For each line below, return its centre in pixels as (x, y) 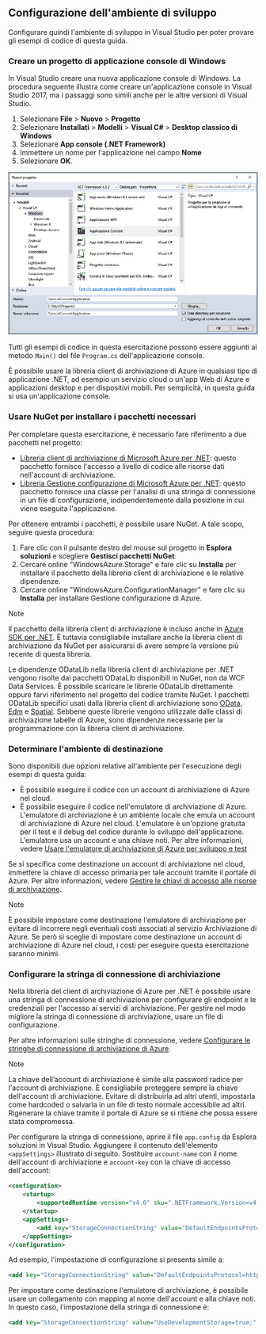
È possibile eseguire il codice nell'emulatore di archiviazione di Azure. (133, 806)
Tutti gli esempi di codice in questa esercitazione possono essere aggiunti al (133, 347)
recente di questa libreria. (50, 654)
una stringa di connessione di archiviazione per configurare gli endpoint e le (132, 1000)
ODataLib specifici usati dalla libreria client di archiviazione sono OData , (125, 703)
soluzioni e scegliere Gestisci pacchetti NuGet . (98, 556)
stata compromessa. (42, 1122)
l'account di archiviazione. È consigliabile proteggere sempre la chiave (123, 1088)
